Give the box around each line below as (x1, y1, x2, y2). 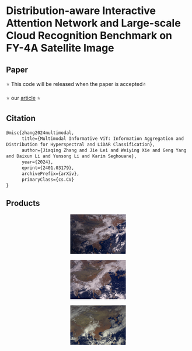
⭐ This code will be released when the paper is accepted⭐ (6, 81, 146, 87)
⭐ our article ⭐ (6, 95, 41, 101)
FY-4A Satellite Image (6, 42, 115, 55)
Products (6, 198, 40, 208)
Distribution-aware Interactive (6, 4, 156, 18)
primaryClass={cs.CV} (21, 177, 75, 183)
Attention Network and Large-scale (6, 16, 181, 30)
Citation (6, 113, 36, 123)
